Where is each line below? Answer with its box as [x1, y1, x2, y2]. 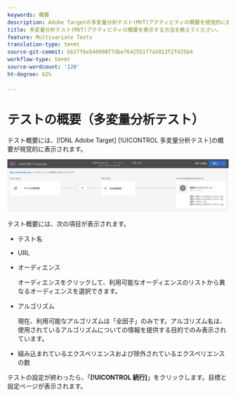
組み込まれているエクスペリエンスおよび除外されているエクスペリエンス [17, 349, 225, 358]
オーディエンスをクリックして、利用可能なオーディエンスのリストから [17, 278, 220, 286]
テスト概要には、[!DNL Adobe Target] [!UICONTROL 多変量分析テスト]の [7, 136, 218, 144]
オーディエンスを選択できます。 [29, 286, 122, 295]
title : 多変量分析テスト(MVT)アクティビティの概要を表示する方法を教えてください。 [7, 26, 222, 33]
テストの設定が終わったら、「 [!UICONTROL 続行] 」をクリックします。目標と [7, 373, 227, 382]
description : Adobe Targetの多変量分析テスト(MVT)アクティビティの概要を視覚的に [7, 18, 227, 26]
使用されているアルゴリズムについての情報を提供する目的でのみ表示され [17, 325, 227, 334]
